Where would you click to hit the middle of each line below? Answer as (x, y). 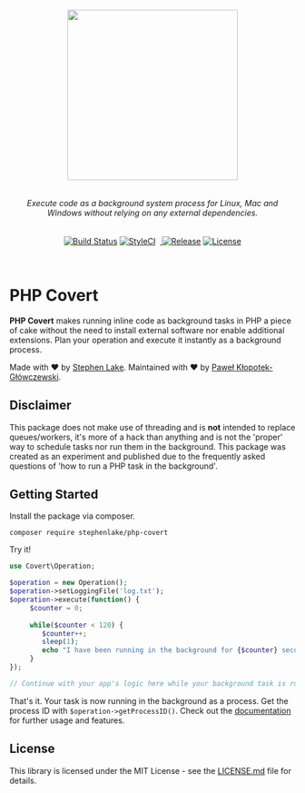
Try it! (20, 550)
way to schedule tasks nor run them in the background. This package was (148, 446)
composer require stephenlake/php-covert (89, 533)
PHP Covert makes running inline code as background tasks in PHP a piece (151, 321)
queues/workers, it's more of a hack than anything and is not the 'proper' (146, 437)
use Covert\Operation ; (52, 566)
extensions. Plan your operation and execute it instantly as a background (145, 340)
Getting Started (54, 494)
